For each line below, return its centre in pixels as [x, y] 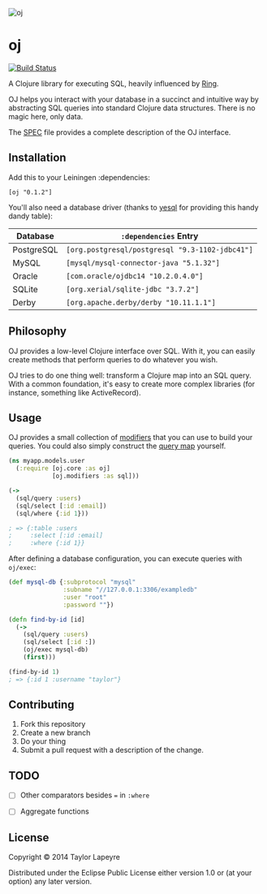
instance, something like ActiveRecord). [75, 392]
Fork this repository [53, 724]
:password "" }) [88, 605]
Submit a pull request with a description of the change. [112, 750]
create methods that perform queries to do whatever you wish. [113, 359]
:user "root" [85, 597]
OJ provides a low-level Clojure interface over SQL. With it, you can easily [132, 351]
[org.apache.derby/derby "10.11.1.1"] [141, 302]
